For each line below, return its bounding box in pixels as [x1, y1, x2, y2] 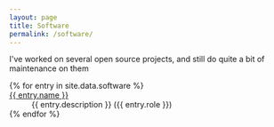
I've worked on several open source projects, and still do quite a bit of [9, 54, 265, 65]
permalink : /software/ [9, 29, 93, 38]
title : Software [9, 21, 69, 30]
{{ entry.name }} [9, 90, 69, 100]
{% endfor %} [9, 108, 60, 120]
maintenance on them [9, 63, 89, 74]
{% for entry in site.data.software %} [9, 81, 144, 91]
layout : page [9, 12, 58, 22]
